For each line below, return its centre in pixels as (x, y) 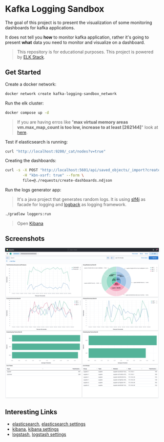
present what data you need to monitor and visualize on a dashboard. (75, 42)
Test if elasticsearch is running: (37, 142)
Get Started (23, 73)
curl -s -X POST (21, 170)
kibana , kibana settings (35, 429)
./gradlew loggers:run (28, 214)
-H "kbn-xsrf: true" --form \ (53, 175)
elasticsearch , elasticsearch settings (49, 424)
